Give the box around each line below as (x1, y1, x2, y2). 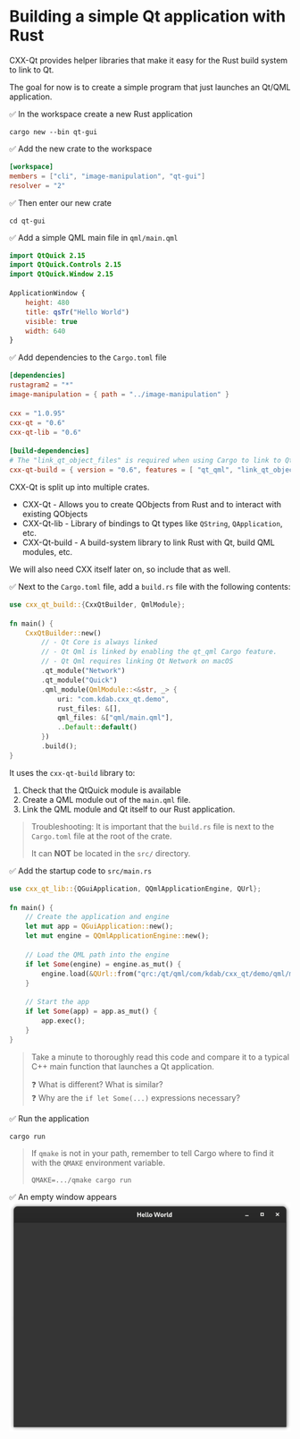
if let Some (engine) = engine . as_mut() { (25, 959, 181, 968)
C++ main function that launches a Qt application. (30, 1060, 214, 1071)
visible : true (25, 317, 78, 326)
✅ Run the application (9, 1112, 89, 1124)
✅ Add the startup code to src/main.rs (9, 865, 152, 876)
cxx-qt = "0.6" (9, 418, 66, 427)
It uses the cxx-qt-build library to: (9, 767, 136, 778)
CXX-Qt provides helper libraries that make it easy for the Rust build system (9, 55, 288, 65)
